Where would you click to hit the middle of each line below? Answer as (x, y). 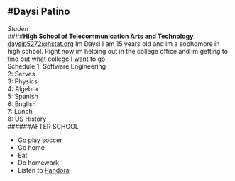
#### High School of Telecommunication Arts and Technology (100, 36)
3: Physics (22, 81)
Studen (18, 28)
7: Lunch (20, 111)
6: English (22, 104)
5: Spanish (23, 96)
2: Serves (21, 74)
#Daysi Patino (39, 12)
